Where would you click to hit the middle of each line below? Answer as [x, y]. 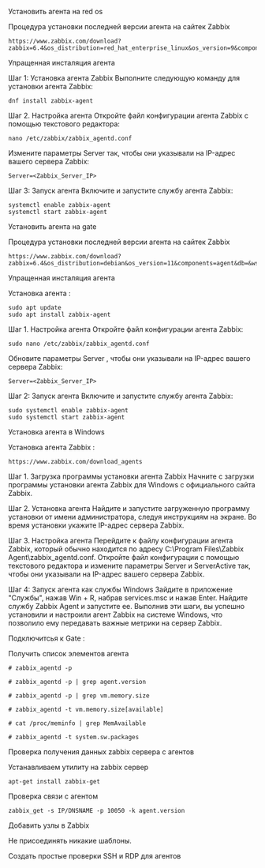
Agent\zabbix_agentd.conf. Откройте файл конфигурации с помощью [124, 557]
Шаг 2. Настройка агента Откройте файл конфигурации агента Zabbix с [129, 115]
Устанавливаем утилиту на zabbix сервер [78, 767]
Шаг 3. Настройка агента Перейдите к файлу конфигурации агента [121, 541]
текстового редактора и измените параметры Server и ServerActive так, [129, 566]
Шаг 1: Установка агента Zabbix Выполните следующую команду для [124, 78]
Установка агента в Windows [56, 432]
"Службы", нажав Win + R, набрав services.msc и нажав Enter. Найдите [128, 598]
